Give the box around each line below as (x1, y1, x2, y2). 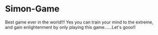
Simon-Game (5, 3, 60, 14)
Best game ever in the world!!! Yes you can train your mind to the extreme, (5, 19, 154, 25)
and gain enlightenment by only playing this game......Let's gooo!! (5, 24, 136, 30)
